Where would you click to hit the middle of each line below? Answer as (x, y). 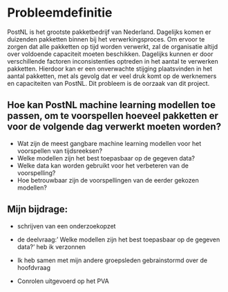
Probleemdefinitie (60, 13)
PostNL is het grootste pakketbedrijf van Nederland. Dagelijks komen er (109, 32)
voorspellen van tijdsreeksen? (59, 151)
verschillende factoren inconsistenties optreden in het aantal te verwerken (113, 61)
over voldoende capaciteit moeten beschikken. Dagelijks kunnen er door (110, 54)
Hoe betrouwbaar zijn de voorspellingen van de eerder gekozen (108, 180)
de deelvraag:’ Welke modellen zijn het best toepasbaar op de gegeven (118, 239)
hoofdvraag (34, 267)
